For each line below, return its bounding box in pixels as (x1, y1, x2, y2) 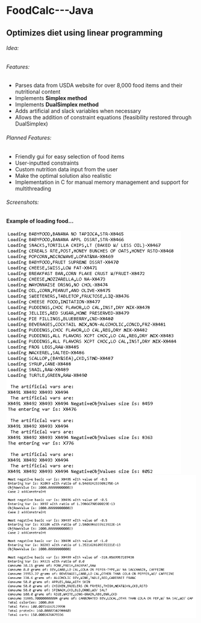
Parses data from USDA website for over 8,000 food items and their (14, 82, 183, 89)
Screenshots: (6, 198, 39, 206)
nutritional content (14, 88, 61, 95)
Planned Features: (6, 134, 52, 141)
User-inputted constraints (14, 159, 79, 166)
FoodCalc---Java (6, 4, 94, 17)
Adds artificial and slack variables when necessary (14, 107, 141, 115)
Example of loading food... (6, 217, 74, 224)
